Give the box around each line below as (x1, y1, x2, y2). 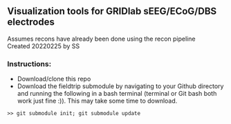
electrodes (7, 17, 55, 28)
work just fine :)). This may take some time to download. (17, 96, 178, 105)
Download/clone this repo (17, 75, 91, 83)
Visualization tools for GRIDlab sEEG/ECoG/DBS (7, 6, 217, 17)
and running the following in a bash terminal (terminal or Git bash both (17, 90, 217, 98)
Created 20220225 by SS (7, 41, 80, 50)
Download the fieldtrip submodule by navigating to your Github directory (17, 82, 224, 90)
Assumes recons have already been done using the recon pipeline (7, 34, 196, 43)
